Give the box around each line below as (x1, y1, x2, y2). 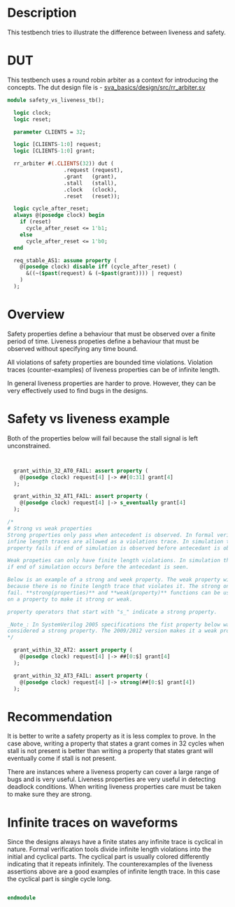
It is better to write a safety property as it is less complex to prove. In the (7, 732, 216, 741)
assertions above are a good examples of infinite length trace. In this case (7, 867, 220, 876)
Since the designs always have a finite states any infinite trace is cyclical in (7, 838, 223, 846)
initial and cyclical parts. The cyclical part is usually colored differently (7, 852, 210, 861)
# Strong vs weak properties (7, 524, 92, 532)
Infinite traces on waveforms (7, 815, 178, 830)
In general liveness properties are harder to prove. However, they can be (7, 379, 216, 387)
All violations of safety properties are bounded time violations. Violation (7, 358, 213, 366)
